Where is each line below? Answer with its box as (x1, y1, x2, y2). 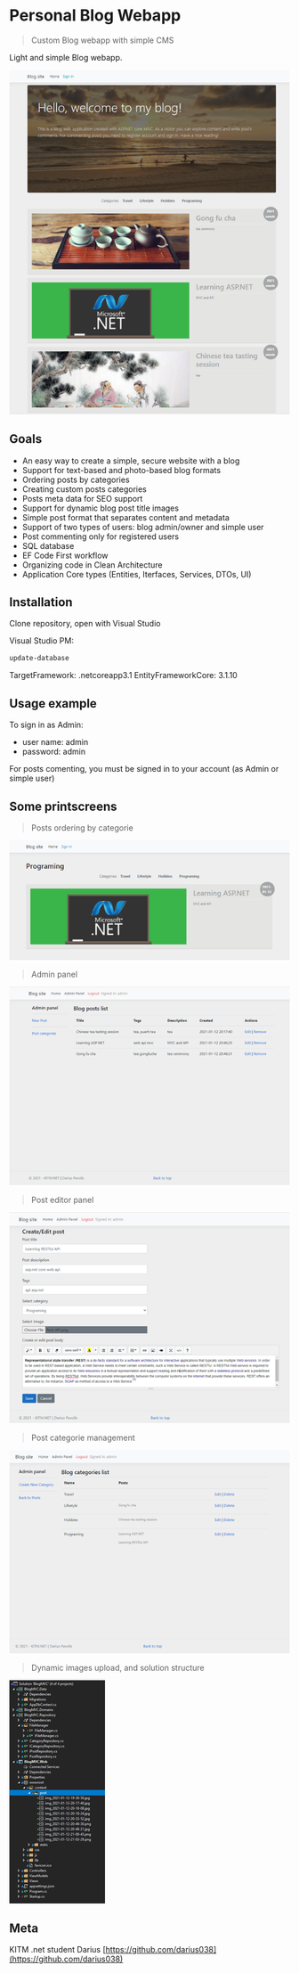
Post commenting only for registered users (21, 531, 180, 542)
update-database (9, 654, 69, 663)
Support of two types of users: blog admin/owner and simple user (21, 521, 264, 532)
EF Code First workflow (21, 550, 109, 561)
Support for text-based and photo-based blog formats (21, 464, 221, 475)
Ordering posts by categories (21, 474, 131, 485)
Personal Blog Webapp (9, 5, 182, 26)
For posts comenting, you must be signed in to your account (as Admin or (9, 764, 279, 774)
